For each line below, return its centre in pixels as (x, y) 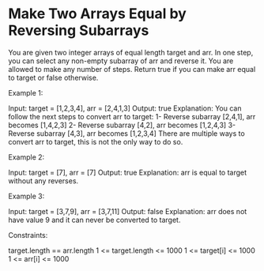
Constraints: (28, 235)
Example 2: (26, 157)
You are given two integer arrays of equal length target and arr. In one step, (131, 52)
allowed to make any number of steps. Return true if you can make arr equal (132, 69)
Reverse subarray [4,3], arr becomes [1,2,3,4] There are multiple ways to (126, 133)
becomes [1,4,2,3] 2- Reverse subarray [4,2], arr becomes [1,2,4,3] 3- (122, 125)
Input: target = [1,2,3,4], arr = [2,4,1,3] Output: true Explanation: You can (125, 108)
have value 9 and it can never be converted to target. (94, 220)
